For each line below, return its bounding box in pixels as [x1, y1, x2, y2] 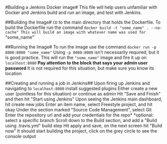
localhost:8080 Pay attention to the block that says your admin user [5, 60, 148, 65]
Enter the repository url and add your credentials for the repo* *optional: [5, 112, 154, 118]
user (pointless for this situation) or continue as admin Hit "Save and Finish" [5, 91, 161, 96]
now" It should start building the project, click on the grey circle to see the [5, 128, 158, 134]
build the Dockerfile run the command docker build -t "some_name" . [5, 24, 149, 30]
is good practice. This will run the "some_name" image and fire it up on [5, 54, 147, 60]
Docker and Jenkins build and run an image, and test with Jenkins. [5, 9, 142, 15]
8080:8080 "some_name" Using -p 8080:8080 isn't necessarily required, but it [5, 49, 160, 55]
